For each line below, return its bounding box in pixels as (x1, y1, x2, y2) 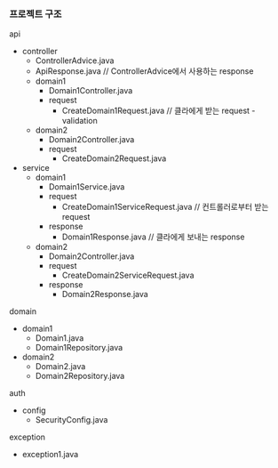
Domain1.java (35, 333, 84, 343)
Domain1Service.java (48, 182, 125, 192)
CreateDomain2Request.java (61, 153, 167, 164)
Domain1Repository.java (35, 343, 123, 353)
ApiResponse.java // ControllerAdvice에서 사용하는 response (35, 66, 254, 77)
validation (61, 116, 98, 126)
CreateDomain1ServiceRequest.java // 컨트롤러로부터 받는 (61, 202, 269, 213)
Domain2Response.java (61, 289, 148, 300)
